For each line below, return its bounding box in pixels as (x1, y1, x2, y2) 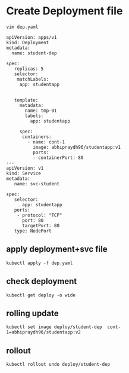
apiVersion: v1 (6, 165, 44, 171)
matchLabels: (17, 76, 49, 82)
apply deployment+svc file (6, 244, 108, 255)
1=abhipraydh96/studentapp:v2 (6, 329, 81, 335)
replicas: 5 (14, 66, 44, 72)
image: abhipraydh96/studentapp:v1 (32, 144, 121, 150)
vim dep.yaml (6, 24, 39, 30)
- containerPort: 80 (32, 154, 84, 161)
